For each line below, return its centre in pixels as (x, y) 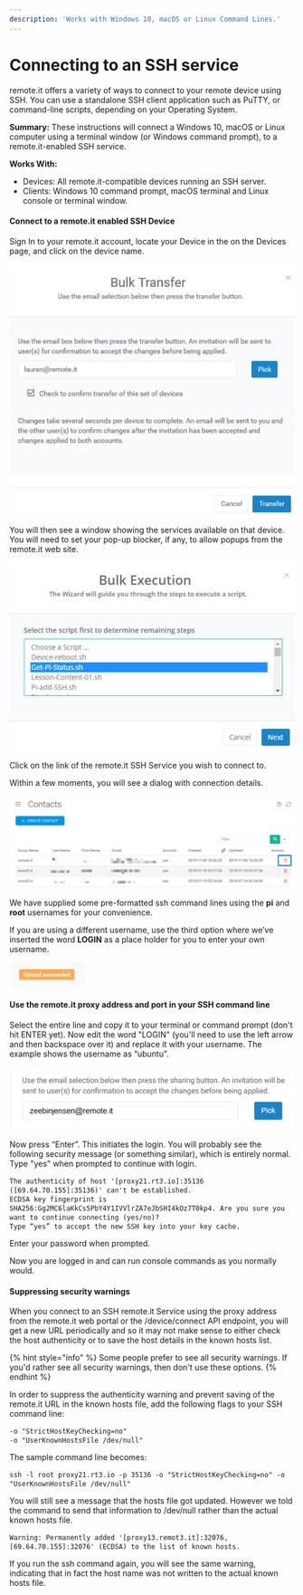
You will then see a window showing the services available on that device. (147, 530)
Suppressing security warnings (70, 1291)
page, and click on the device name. (77, 251)
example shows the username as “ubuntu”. (89, 1054)
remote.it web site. (44, 549)
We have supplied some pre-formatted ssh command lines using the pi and (150, 903)
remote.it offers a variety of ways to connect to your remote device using (146, 90)
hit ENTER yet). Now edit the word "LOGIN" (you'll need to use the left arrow (151, 1034)
